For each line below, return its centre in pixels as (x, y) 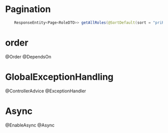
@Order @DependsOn (28, 57)
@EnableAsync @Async (30, 125)
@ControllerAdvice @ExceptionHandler (46, 91)
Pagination (28, 9)
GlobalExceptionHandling (59, 77)
